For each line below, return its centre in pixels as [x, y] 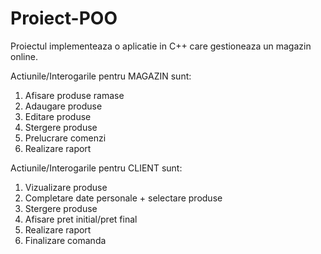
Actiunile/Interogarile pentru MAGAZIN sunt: [101, 76]
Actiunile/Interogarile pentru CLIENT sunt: [96, 168]
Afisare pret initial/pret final [81, 219]
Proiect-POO [64, 18]
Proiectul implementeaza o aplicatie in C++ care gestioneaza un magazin [161, 46]
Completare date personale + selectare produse [123, 198]
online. [24, 56]
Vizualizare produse [66, 187]
